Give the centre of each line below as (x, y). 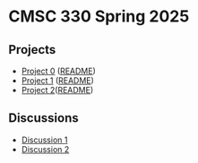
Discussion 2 (45, 149)
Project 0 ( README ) (58, 71)
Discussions (43, 118)
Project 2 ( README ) (57, 90)
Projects (32, 50)
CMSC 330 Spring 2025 (99, 17)
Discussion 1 (44, 140)
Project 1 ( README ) (58, 81)
